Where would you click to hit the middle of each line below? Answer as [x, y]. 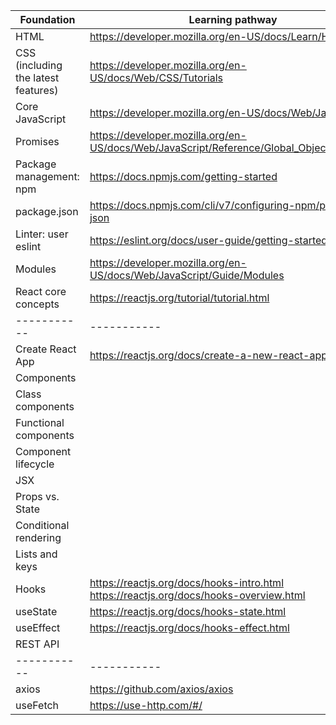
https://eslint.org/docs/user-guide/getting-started [208, 240]
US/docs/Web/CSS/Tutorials [156, 77]
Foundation [47, 19]
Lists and [36, 554]
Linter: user [42, 234]
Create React [46, 349]
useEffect [38, 627]
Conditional [42, 525]
